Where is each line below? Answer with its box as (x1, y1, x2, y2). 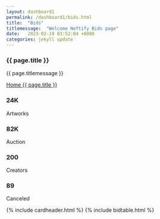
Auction (6, 138, 26, 145)
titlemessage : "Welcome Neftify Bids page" (6, 25, 119, 32)
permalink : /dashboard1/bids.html (6, 14, 93, 20)
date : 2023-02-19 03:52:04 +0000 (6, 31, 95, 37)
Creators (6, 166, 28, 174)
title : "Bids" (6, 20, 44, 26)
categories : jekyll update (6, 36, 73, 42)
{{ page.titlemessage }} (6, 70, 64, 77)
